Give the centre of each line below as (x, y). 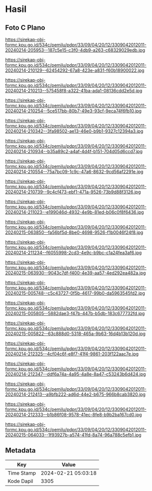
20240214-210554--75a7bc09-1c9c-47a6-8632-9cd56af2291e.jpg (74, 171)
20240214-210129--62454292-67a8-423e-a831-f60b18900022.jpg (75, 70)
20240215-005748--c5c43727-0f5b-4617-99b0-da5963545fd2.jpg (75, 293)
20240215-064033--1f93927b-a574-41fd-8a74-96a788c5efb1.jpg (73, 435)
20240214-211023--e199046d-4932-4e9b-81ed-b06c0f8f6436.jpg (75, 212)
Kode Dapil (20, 481)
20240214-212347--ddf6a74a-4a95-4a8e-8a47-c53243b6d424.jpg (76, 374)
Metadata (20, 450)
